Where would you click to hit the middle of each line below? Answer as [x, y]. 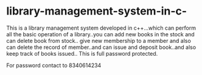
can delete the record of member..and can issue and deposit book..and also [101, 47]
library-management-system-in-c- [97, 11]
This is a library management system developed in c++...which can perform [101, 28]
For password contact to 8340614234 [54, 65]
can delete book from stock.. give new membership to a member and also [99, 41]
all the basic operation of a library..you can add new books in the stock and [100, 34]
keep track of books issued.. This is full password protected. [82, 53]
